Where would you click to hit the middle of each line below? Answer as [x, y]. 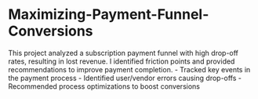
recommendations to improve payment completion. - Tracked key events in [129, 69]
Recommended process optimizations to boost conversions [104, 86]
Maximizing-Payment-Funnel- [109, 15]
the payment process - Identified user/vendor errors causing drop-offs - [125, 78]
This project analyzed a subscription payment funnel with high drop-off [124, 53]
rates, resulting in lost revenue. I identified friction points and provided [122, 61]
